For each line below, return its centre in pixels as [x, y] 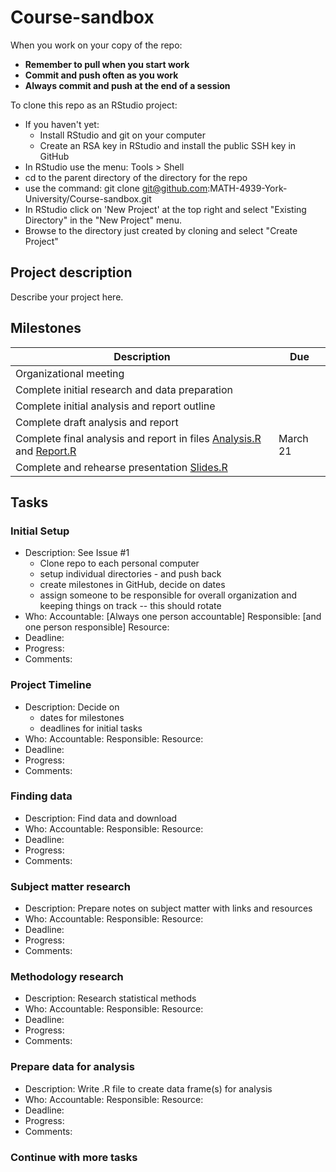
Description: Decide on [72, 707]
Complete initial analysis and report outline [115, 406]
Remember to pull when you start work [107, 64]
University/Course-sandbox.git [88, 198]
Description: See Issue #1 [77, 553]
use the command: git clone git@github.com [116, 188]
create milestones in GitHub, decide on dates [132, 585]
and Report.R [46, 451]
